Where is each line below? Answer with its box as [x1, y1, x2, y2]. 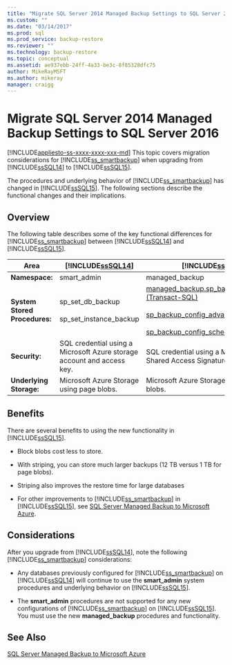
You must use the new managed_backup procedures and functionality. [17, 611, 221, 620]
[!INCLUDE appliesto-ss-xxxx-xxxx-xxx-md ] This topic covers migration [7, 148, 210, 157]
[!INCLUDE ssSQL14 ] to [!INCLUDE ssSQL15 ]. [7, 163, 133, 172]
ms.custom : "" [7, 17, 48, 24]
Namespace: [10, 273, 53, 282]
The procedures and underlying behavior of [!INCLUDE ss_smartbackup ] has [7, 177, 224, 185]
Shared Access [146, 356, 195, 365]
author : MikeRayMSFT [7, 68, 67, 75]
